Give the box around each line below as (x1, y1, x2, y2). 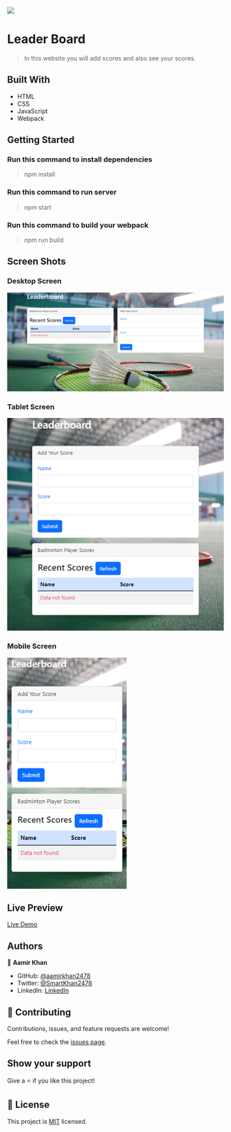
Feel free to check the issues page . (7, 1038, 107, 1046)
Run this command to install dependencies (7, 155, 153, 164)
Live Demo (7, 920, 38, 929)
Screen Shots (7, 256, 67, 267)
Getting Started (7, 134, 75, 146)
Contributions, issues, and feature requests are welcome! (7, 1025, 170, 1033)
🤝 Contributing (7, 1006, 71, 1018)
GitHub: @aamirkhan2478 (16, 972, 91, 980)
